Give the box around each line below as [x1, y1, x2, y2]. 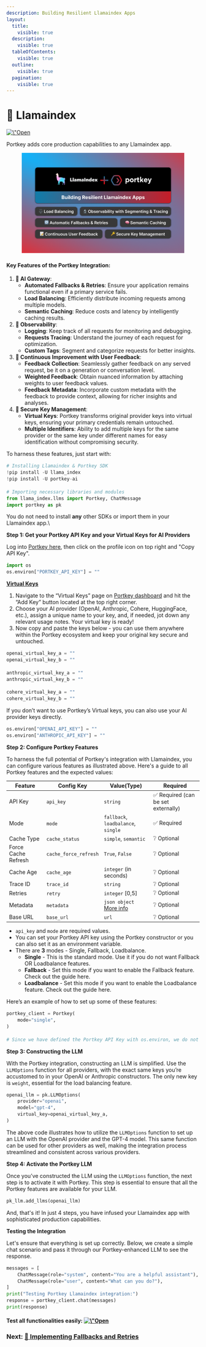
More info [104, 905, 129, 912]
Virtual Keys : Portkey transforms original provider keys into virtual [24, 412, 193, 420]
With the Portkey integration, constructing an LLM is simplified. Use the [6, 1059, 186, 1067]
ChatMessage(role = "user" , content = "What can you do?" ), [17, 1278, 164, 1284]
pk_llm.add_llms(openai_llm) [6, 1198, 81, 1204]
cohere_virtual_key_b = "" [6, 696, 75, 702]
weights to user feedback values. [24, 380, 109, 387]
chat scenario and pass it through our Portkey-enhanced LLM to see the [6, 1246, 189, 1253]
